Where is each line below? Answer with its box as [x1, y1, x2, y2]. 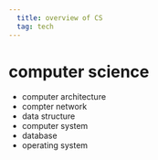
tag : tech [16, 22, 54, 31]
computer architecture [21, 91, 107, 102]
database [21, 130, 58, 142]
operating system [21, 140, 89, 151]
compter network [21, 101, 88, 112]
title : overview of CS [16, 13, 103, 23]
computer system [21, 121, 89, 132]
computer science [8, 61, 150, 82]
